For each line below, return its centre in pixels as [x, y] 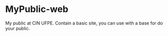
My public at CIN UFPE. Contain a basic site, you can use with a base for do [84, 23]
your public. [18, 28]
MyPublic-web [37, 9]
